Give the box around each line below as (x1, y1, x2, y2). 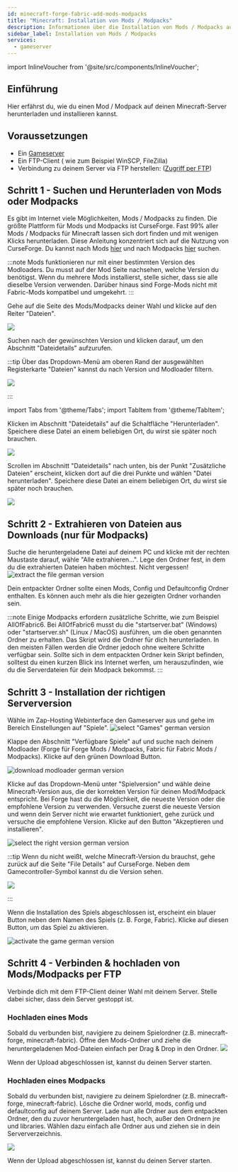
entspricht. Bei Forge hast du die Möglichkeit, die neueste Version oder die (7, 795, 225, 804)
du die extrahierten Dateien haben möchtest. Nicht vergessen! (7, 563, 189, 571)
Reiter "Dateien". (7, 309, 56, 318)
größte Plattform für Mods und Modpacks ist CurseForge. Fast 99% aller (7, 222, 219, 230)
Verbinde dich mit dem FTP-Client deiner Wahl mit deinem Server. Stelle (7, 987, 217, 996)
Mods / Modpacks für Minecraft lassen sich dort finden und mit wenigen (7, 229, 219, 238)
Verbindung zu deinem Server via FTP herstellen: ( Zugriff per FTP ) (17, 164, 212, 172)
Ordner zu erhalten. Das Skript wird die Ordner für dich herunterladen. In (7, 635, 220, 644)
